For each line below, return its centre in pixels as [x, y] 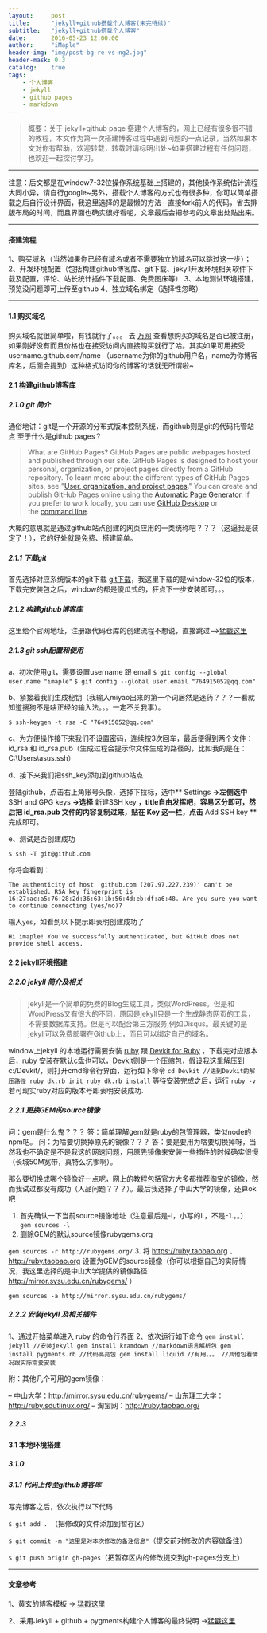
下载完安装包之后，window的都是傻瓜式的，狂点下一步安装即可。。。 [118, 589]
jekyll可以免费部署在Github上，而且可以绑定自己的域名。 [120, 1033]
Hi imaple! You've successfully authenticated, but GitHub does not [124, 937]
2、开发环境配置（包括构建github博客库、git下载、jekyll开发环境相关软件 [127, 269]
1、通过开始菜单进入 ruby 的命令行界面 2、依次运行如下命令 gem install [126, 1336]
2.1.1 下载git [27, 557]
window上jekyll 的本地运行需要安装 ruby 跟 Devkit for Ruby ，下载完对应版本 [133, 1050]
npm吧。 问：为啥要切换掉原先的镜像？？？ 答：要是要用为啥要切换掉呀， [129, 1142]
